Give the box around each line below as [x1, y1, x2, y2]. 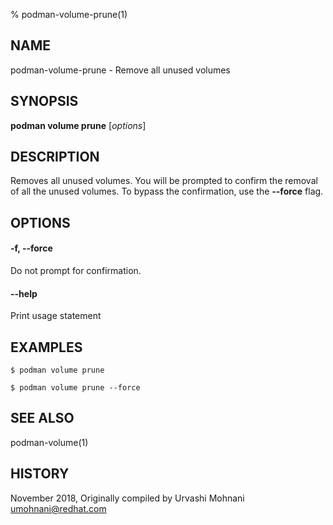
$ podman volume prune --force [10, 383, 141, 393]
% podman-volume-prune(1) [10, 9, 128, 20]
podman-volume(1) [10, 436, 89, 448]
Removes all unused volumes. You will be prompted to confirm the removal [10, 175, 318, 187]
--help [10, 287, 38, 299]
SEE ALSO [10, 410, 75, 427]
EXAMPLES [10, 339, 83, 356]
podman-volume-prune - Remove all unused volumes [10, 64, 231, 76]
